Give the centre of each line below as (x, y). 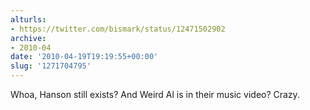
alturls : (28, 19)
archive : (28, 38)
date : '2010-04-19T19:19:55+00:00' (84, 57)
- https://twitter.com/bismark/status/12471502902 (118, 29)
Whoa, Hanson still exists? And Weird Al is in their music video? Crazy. (155, 94)
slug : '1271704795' (51, 66)
